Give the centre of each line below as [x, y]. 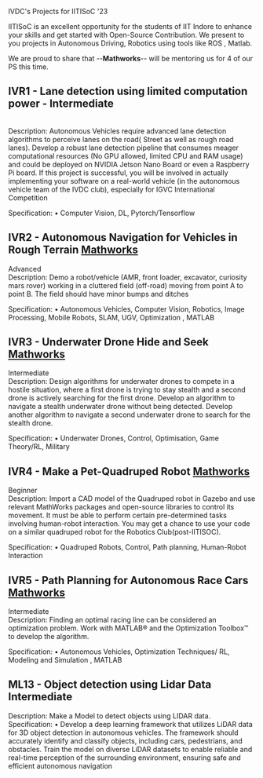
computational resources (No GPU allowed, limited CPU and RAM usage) [126, 155]
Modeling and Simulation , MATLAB [65, 660]
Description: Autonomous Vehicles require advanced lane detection [117, 131]
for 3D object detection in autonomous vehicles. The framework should [123, 732]
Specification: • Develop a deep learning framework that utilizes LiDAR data [130, 724]
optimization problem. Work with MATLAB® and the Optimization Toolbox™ [128, 628]
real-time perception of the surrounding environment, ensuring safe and [124, 758]
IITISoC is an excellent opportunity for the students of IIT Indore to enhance [130, 26]
